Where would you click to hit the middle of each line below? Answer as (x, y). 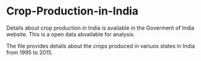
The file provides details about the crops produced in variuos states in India (101, 46)
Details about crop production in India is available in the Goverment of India (100, 28)
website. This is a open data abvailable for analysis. (71, 34)
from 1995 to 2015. (29, 52)
